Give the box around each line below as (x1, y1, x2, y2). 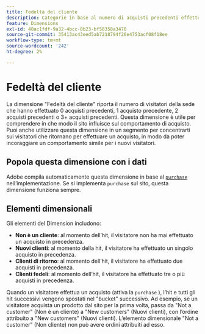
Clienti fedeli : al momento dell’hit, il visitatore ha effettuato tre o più (15, 271, 185, 278)
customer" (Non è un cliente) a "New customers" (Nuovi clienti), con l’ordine (6, 308, 198, 316)
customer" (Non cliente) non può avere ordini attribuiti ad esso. (6, 321, 165, 329)
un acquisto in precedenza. (15, 238, 84, 246)
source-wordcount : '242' (6, 43, 70, 49)
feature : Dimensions (6, 20, 59, 26)
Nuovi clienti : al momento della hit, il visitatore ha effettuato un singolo (15, 244, 193, 252)
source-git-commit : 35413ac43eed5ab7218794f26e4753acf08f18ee (6, 32, 168, 38)
